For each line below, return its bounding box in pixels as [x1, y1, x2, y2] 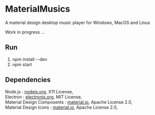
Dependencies [5, 76, 51, 84]
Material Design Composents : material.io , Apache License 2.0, [5, 99, 133, 105]
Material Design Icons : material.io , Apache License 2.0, [5, 104, 118, 110]
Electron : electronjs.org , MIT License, [5, 94, 82, 100]
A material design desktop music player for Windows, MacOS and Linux [5, 20, 151, 25]
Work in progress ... [5, 29, 45, 35]
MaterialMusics [5, 3, 70, 15]
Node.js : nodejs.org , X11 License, [5, 89, 73, 94]
